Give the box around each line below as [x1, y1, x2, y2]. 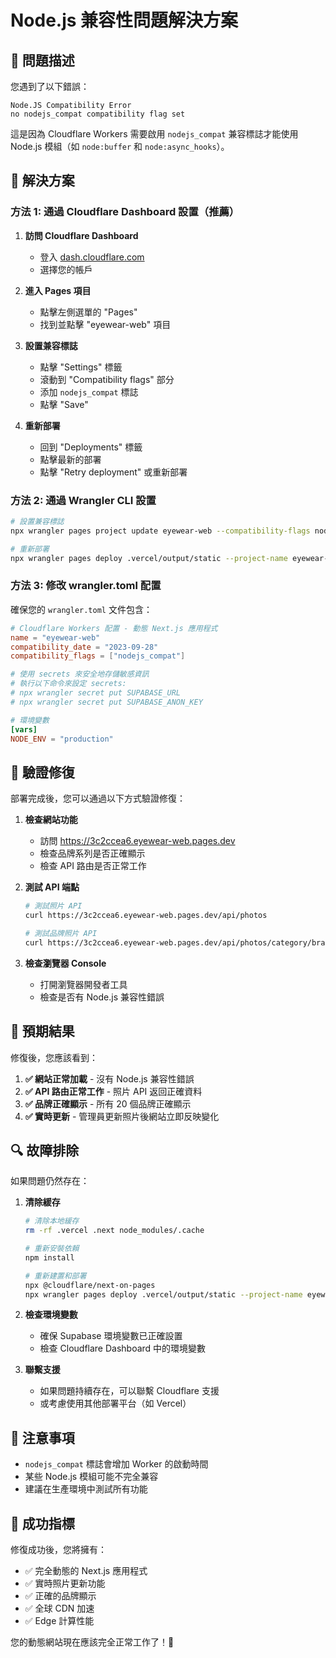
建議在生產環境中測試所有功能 [24, 1483, 148, 1495]
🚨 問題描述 [10, 52, 75, 69]
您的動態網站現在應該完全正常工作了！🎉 [10, 1636, 175, 1648]
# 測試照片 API [24, 901, 83, 911]
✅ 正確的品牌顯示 [24, 1590, 97, 1602]
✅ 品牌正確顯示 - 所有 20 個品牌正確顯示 [24, 1097, 192, 1110]
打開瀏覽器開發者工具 [39, 978, 128, 990]
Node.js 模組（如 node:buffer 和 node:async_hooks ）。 [10, 141, 230, 152]
